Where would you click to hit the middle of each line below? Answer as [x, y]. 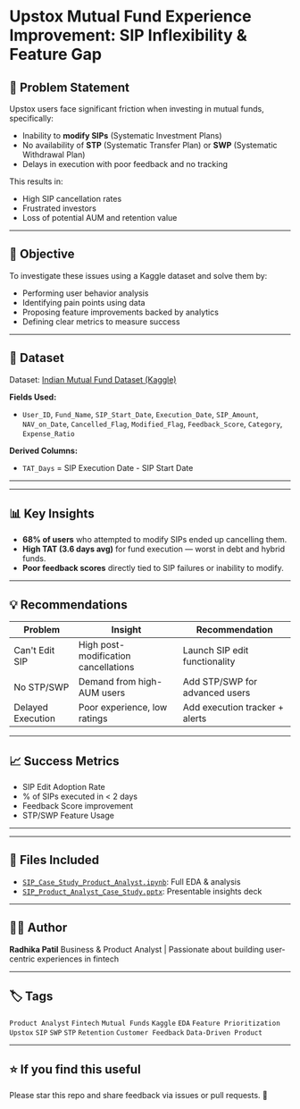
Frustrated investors [59, 208]
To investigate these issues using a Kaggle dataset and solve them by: [138, 275]
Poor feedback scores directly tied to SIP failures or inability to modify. [153, 568]
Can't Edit [34, 651]
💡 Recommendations [68, 605]
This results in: [36, 181]
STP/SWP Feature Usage [68, 816]
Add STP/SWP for [220, 682]
